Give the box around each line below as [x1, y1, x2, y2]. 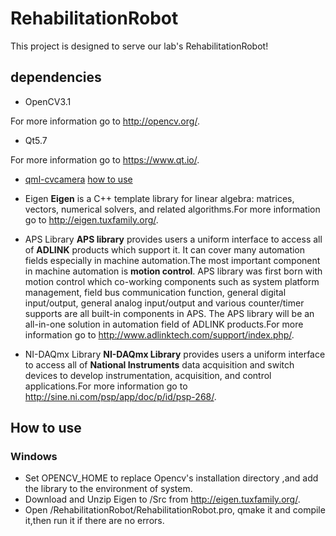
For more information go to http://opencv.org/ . [10, 115, 200, 127]
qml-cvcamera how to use [24, 173, 133, 185]
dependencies [10, 69, 102, 86]
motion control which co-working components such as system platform [24, 275, 320, 287]
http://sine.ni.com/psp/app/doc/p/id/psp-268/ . [24, 390, 217, 402]
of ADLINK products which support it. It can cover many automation [24, 243, 306, 256]
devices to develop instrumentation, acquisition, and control [24, 369, 272, 381]
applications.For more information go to [24, 380, 188, 392]
